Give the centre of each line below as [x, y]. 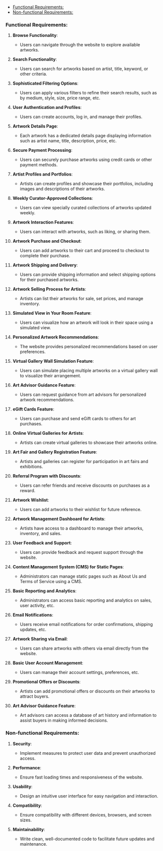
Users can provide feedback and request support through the [81, 552]
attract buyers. [35, 696]
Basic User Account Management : [48, 663]
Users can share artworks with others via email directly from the [84, 648]
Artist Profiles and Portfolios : [43, 174]
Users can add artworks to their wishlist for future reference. [81, 510]
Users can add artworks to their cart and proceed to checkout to [85, 250]
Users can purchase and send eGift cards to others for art [78, 419]
